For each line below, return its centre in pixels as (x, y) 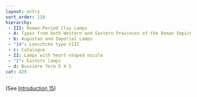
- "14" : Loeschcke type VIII (44, 45)
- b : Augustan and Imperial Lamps (50, 39)
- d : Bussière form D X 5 (40, 66)
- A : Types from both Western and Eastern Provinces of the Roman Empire (100, 34)
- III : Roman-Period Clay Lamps (48, 28)
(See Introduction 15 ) (31, 88)
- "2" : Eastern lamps (34, 61)
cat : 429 (16, 72)
